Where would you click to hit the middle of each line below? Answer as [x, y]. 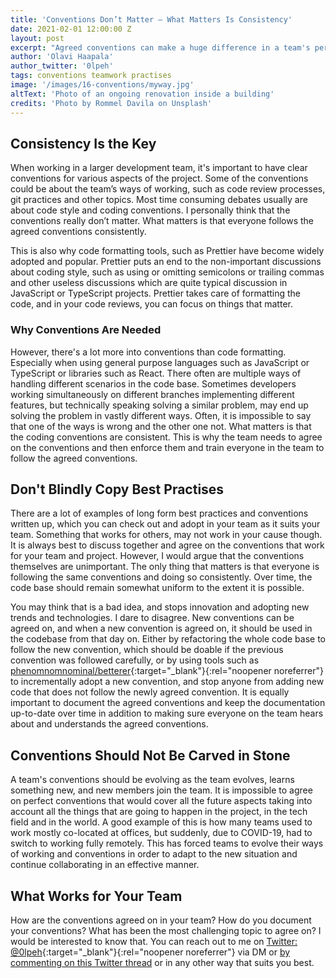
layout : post [37, 38]
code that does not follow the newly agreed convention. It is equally [150, 692]
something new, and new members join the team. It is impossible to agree [161, 790]
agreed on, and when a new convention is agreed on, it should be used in [161, 628]
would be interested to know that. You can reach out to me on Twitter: [154, 942]
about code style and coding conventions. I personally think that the [150, 210]
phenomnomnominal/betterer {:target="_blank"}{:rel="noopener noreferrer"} [167, 671]
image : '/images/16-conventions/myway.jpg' [102, 85]
